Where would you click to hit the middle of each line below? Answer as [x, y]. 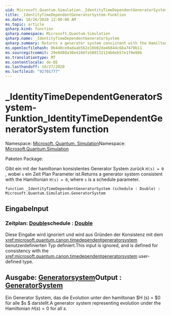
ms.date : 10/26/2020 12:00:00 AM [41, 19]
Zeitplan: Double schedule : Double [49, 223]
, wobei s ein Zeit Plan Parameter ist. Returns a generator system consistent [84, 174]
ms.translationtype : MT [31, 57]
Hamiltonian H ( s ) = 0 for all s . [36, 308]
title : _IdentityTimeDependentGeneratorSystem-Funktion [66, 15]
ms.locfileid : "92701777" [33, 72]
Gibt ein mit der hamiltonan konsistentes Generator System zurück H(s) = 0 [85, 168]
